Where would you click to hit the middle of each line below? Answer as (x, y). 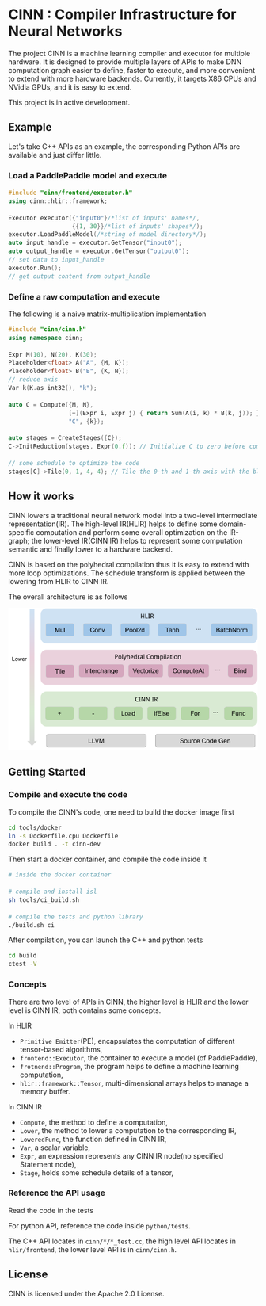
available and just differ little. (55, 155)
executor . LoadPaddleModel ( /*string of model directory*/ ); (108, 235)
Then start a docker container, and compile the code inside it (108, 859)
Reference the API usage (57, 1193)
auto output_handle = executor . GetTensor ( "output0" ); (99, 251)
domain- (233, 524)
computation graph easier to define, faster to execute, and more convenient (132, 70)
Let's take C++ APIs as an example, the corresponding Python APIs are (124, 146)
